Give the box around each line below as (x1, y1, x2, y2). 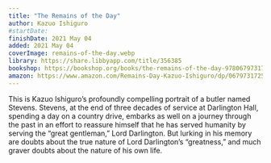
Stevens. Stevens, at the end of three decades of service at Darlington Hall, (8, 102, 259, 112)
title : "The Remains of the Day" (8, 11, 121, 20)
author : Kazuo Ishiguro (8, 19, 89, 27)
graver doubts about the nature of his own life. (8, 145, 163, 155)
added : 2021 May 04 (8, 42, 74, 50)
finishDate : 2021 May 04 (8, 34, 92, 43)
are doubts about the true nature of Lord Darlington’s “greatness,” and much (8, 136, 261, 146)
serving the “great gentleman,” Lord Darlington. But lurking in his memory (8, 128, 252, 138)
